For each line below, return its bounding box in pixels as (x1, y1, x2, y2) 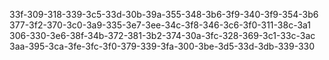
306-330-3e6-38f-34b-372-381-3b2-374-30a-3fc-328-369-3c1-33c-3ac (9, 30, 316, 41)
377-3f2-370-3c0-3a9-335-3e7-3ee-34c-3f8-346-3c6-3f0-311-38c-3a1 (9, 19, 312, 31)
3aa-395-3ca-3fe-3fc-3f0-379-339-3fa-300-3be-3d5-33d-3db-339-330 (9, 40, 316, 52)
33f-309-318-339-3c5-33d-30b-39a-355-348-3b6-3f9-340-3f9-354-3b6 (9, 9, 319, 20)
